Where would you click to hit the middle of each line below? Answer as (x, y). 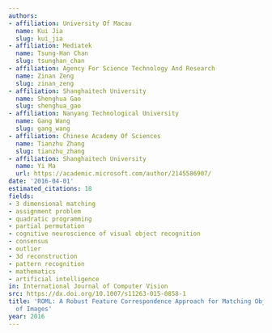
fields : (21, 196)
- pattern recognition (47, 263)
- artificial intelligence (54, 279)
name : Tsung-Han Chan (52, 53)
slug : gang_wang (43, 129)
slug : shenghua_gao (49, 106)
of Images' (34, 309)
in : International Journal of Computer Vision (88, 287)
